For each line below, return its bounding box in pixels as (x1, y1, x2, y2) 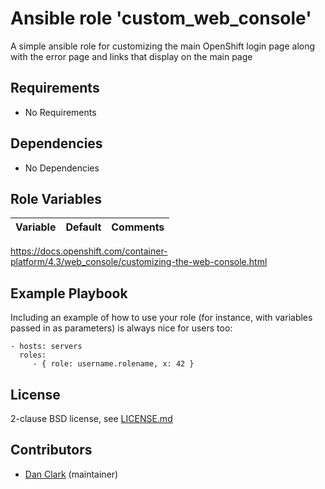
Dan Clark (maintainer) (24, 468, 119, 480)
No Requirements (24, 106, 97, 118)
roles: (19, 350, 47, 361)
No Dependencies (24, 162, 100, 174)
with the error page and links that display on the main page (10, 50, 253, 62)
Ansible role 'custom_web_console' (10, 7, 312, 30)
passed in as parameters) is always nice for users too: (10, 322, 233, 334)
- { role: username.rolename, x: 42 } (32, 359, 195, 369)
